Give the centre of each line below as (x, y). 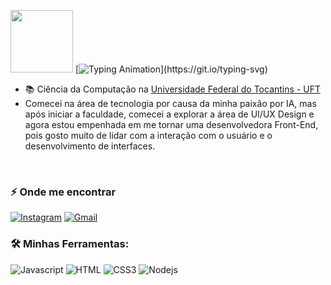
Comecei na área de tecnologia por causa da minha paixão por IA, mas (170, 103)
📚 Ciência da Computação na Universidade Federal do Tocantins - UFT (172, 89)
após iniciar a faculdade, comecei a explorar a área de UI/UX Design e (169, 114)
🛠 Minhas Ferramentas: (70, 244)
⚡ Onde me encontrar (63, 192)
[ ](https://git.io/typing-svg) (171, 69)
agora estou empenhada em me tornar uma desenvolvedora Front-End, (171, 124)
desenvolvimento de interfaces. (90, 146)
